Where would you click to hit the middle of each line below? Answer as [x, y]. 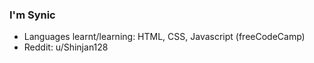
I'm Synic [32, 15]
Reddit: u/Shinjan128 [66, 47]
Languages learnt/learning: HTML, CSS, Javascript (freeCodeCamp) [164, 37]
